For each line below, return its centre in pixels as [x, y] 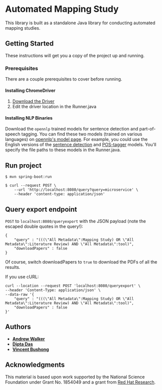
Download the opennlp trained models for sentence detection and [72, 129]
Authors [18, 327]
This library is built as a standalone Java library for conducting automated [80, 23]
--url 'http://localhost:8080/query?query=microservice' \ [76, 190]
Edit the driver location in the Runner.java [54, 107]
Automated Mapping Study [62, 9]
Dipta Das [23, 344]
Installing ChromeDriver [30, 90]
